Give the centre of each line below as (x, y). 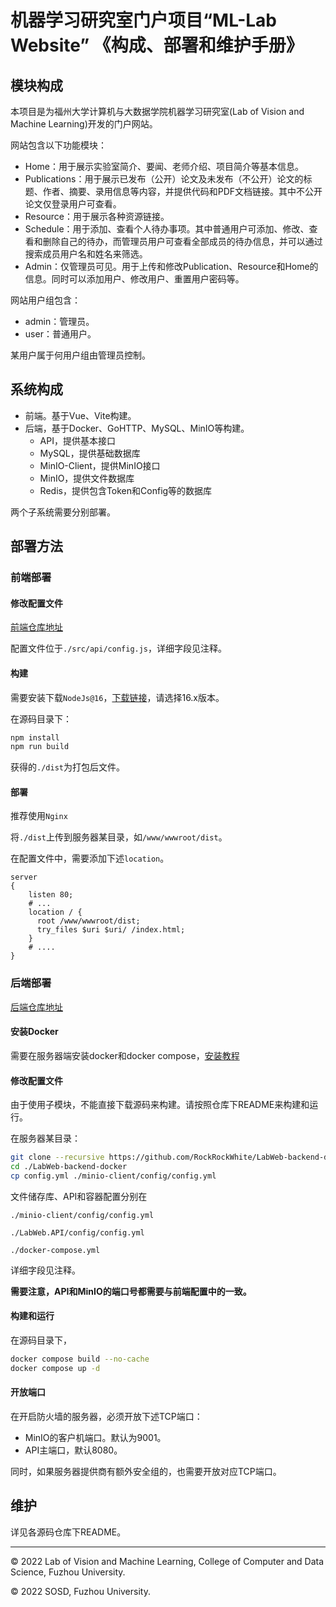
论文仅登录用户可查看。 (73, 204)
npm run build (40, 747)
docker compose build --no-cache (80, 1359)
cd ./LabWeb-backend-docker (69, 1167)
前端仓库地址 (36, 627)
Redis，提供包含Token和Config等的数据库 (126, 490)
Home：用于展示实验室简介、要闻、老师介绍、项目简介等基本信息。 (164, 166)
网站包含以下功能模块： (58, 145)
